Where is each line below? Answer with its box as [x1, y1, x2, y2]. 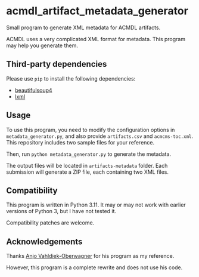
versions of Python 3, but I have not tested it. [6, 208, 117, 215]
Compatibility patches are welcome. [6, 219, 95, 226]
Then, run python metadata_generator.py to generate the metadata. [6, 150, 172, 158]
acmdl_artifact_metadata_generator [6, 4, 189, 18]
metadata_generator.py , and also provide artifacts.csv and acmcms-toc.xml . [6, 133, 194, 140]
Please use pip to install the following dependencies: [6, 75, 136, 82]
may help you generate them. [6, 42, 79, 49]
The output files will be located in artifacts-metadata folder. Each [6, 162, 168, 169]
